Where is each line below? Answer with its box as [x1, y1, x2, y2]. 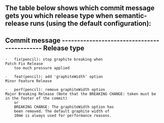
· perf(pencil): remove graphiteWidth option [5, 87, 106, 92]
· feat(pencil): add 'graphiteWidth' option [5, 74, 103, 80]
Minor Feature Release [5, 79, 52, 83]
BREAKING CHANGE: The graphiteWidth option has [14, 105, 114, 110]
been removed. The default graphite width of [14, 109, 110, 114]
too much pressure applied [14, 66, 70, 71]
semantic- [114, 12, 147, 20]
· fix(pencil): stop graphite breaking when [5, 57, 103, 62]
